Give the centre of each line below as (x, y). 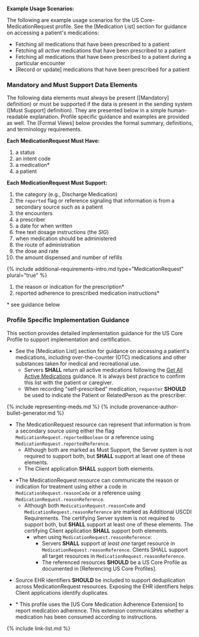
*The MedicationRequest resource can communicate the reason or (97, 480)
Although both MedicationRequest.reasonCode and (85, 505)
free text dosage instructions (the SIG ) (62, 232)
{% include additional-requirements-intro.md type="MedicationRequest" (95, 269)
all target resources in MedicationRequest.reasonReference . (114, 556)
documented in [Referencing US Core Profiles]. (99, 568)
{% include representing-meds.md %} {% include (67, 406)
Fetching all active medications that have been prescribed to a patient (100, 51)
